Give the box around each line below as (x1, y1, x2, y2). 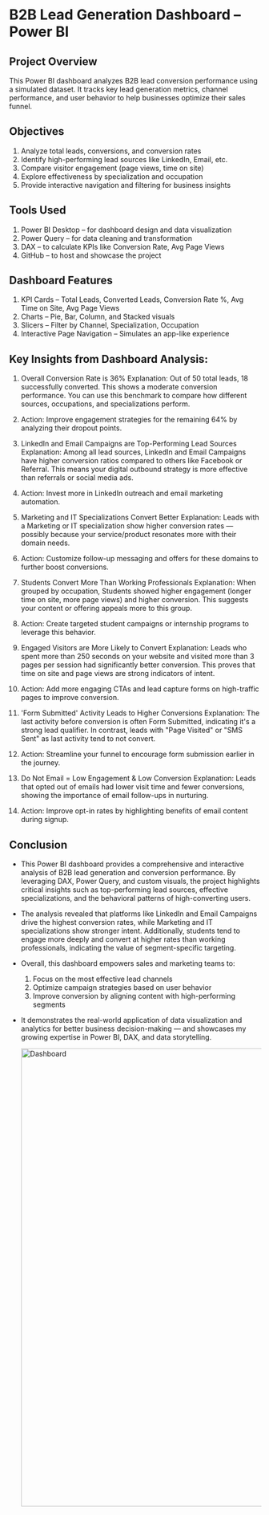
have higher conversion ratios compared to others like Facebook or (20, 456, 243, 466)
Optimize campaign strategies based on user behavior (32, 983, 212, 992)
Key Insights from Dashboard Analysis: (9, 352, 209, 366)
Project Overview (9, 55, 98, 68)
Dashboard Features (9, 274, 113, 287)
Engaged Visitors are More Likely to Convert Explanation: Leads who (20, 643, 247, 653)
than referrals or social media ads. (20, 473, 134, 483)
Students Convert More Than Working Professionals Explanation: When (20, 578, 257, 588)
